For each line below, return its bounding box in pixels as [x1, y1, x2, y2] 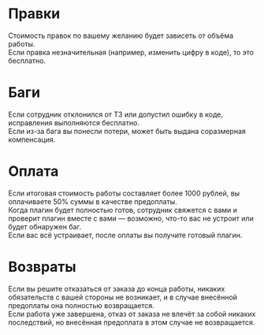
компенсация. [8, 135, 56, 144]
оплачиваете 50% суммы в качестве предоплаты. [8, 196, 177, 206]
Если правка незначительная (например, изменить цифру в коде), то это [8, 47, 255, 57]
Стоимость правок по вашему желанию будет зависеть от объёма [8, 31, 234, 40]
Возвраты [8, 258, 76, 276]
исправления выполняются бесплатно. [8, 117, 140, 127]
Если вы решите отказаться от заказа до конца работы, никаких [8, 284, 225, 293]
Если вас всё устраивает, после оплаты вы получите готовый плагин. [8, 230, 243, 240]
